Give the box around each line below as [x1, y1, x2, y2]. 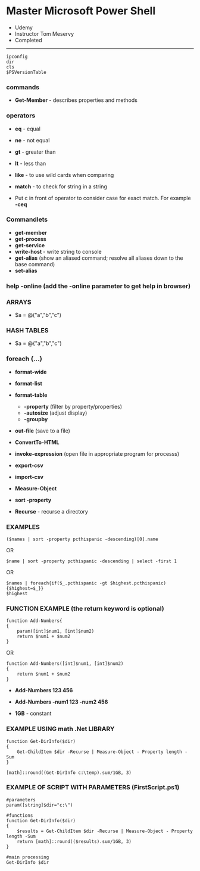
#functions [6, 812, 33, 819]
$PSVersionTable [6, 69, 46, 75]
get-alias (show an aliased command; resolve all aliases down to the [14, 254, 183, 262]
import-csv [14, 473, 43, 480]
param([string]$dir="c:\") [6, 802, 73, 808]
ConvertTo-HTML [14, 438, 60, 446]
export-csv [14, 462, 43, 469]
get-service [14, 241, 45, 248]
